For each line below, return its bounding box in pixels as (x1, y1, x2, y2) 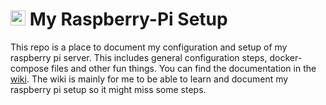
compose (10, 62, 50, 74)
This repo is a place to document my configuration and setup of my (10, 41, 288, 53)
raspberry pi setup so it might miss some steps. (10, 83, 207, 95)
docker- (269, 51, 303, 63)
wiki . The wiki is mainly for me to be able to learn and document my (10, 73, 289, 85)
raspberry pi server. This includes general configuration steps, (10, 51, 268, 63)
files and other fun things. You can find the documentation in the (51, 62, 317, 74)
